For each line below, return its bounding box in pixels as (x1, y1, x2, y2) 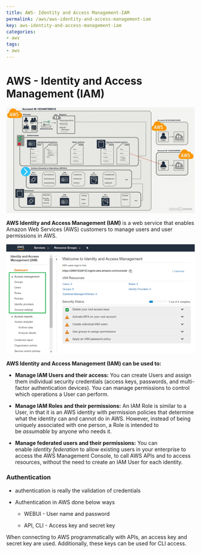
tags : (6, 41, 20, 47)
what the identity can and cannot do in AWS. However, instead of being (14, 414, 191, 422)
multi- (179, 378, 195, 385)
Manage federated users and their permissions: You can (14, 439, 158, 446)
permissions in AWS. (6, 232, 57, 239)
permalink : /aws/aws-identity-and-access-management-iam (6, 16, 151, 22)
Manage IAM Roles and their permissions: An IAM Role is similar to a (14, 402, 187, 409)
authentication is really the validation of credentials (14, 486, 141, 494)
